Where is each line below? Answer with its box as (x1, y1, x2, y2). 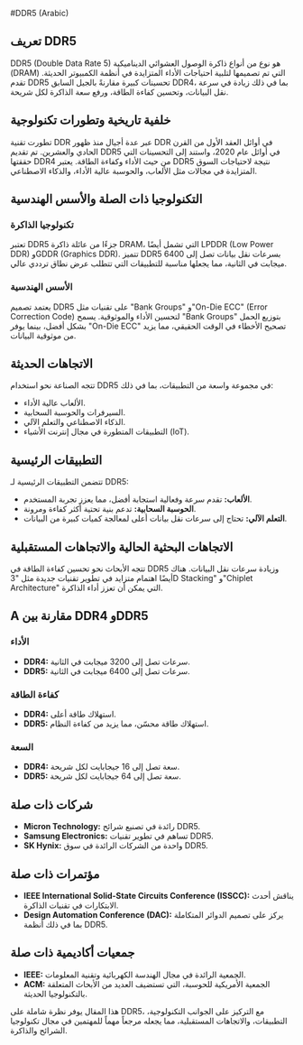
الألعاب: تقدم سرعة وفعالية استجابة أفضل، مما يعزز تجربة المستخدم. (23, 494, 252, 504)
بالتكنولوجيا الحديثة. (23, 988, 88, 999)
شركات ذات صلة (10, 797, 94, 812)
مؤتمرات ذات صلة (10, 866, 100, 882)
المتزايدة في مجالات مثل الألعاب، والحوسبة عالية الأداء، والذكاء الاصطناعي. (10, 165, 258, 176)
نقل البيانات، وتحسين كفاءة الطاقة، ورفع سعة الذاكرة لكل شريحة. (10, 86, 229, 97)
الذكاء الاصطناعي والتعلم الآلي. (23, 417, 126, 428)
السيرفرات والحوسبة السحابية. (23, 407, 126, 418)
